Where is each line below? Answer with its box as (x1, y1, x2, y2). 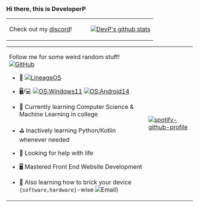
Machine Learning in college (19, 110, 98, 118)
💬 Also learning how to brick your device (19, 178, 132, 186)
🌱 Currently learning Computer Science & (19, 103, 134, 111)
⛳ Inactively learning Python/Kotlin (19, 127, 117, 135)
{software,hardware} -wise (19, 186, 94, 194)
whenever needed (19, 135, 70, 144)
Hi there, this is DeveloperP (6, 5, 86, 13)
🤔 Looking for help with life (19, 149, 94, 157)
